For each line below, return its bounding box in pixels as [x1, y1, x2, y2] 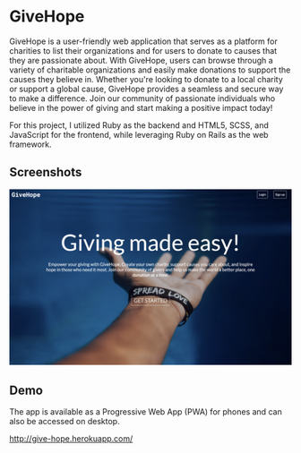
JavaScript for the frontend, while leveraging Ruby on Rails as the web [9, 129, 269, 140]
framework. [9, 139, 52, 150]
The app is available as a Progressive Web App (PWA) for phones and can [9, 406, 282, 417]
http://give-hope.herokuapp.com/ [9, 433, 133, 444]
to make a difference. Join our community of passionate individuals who [9, 92, 276, 104]
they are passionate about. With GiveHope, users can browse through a [9, 55, 273, 65]
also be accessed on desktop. [9, 416, 120, 427]
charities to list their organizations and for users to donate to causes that [9, 45, 278, 56]
